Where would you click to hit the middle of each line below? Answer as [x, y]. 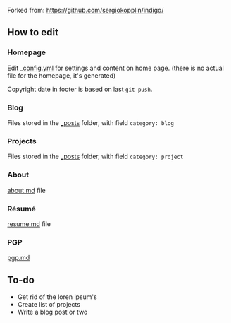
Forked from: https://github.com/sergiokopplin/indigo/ [86, 10]
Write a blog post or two [52, 312]
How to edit [33, 32]
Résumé [22, 209]
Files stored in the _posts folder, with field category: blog [91, 122]
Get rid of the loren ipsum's [57, 297]
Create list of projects [49, 304]
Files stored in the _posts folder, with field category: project [95, 157]
